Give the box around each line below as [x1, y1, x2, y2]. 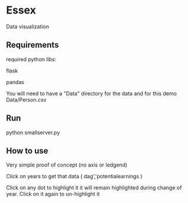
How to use [6, 145, 48, 156]
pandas [6, 78, 25, 85]
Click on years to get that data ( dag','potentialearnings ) [6, 173, 143, 180]
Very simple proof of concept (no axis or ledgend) [6, 161, 128, 168]
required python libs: [6, 55, 57, 62]
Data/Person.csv [6, 96, 47, 103]
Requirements [6, 40, 59, 50]
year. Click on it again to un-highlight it [6, 191, 100, 198]
